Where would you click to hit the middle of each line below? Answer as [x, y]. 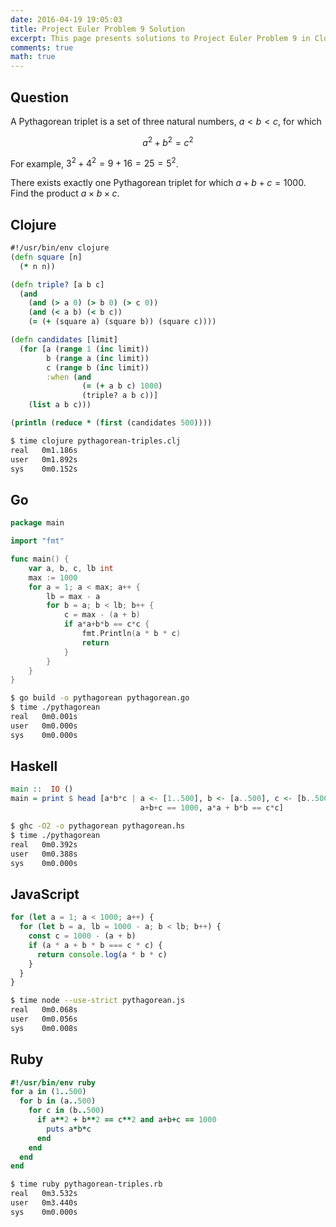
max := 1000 [53, 577]
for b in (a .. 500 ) [58, 1101]
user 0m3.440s [44, 1203]
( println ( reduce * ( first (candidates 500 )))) [111, 423]
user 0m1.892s [44, 459]
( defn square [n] [46, 257]
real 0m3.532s [44, 1194]
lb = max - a [73, 596]
